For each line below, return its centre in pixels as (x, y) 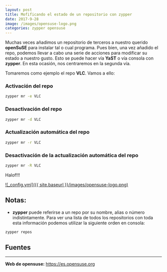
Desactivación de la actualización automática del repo (72, 155)
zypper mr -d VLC (23, 119)
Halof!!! (13, 175)
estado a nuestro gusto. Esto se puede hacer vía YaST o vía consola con (80, 58)
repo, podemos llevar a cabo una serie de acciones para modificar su (76, 53)
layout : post (19, 10)
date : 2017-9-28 (22, 19)
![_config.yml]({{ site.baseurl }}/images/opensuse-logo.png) (67, 184)
